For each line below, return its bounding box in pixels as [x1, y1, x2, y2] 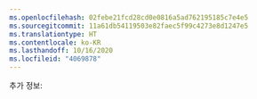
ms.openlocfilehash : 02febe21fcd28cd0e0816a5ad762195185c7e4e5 [9, 12, 249, 22]
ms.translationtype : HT [9, 29, 98, 38]
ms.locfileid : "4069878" [9, 54, 101, 63]
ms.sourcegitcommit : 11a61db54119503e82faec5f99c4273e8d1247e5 [9, 21, 249, 30]
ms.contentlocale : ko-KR [9, 37, 101, 47]
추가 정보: [9, 80, 43, 90]
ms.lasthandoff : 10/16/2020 [9, 46, 114, 55]
